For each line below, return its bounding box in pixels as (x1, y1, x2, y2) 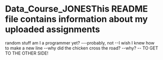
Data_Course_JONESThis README (5, 3, 148, 15)
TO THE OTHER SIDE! (5, 50, 49, 56)
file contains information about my (5, 14, 148, 25)
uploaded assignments (5, 24, 100, 35)
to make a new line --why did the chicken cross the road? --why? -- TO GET (5, 45, 159, 51)
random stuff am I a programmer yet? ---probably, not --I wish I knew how (5, 40, 155, 45)
